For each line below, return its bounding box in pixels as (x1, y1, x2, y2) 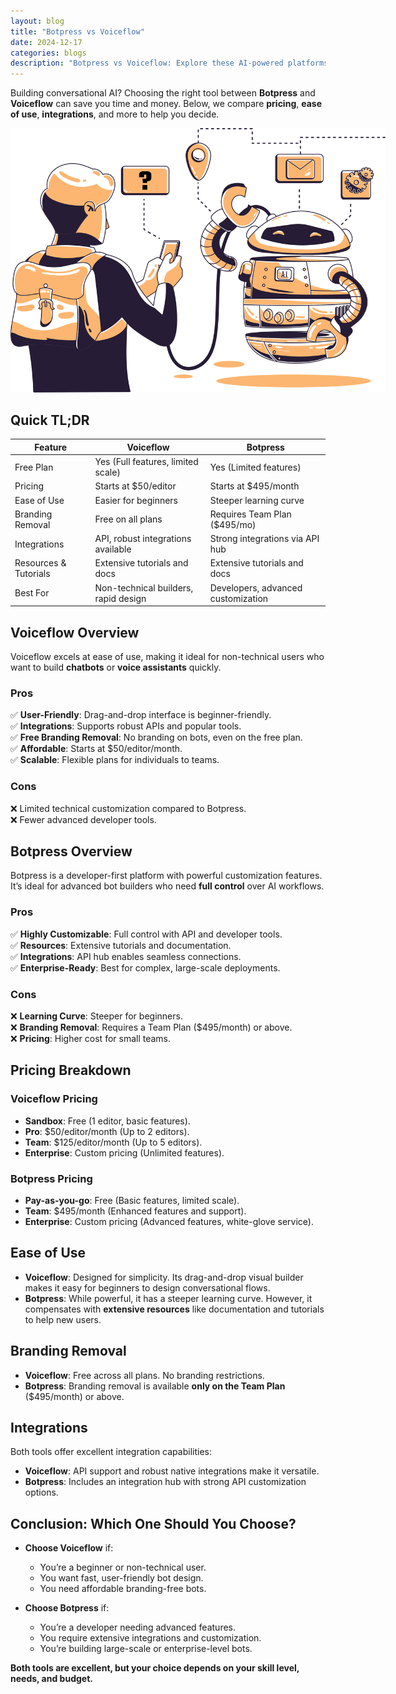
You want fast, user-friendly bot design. (39, 1572, 204, 1584)
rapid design (94, 592, 147, 604)
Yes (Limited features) (209, 461, 302, 473)
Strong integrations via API (209, 533, 320, 545)
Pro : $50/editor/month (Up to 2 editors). (24, 1125, 190, 1137)
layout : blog (10, 16, 65, 26)
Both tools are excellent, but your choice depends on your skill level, (10, 1662, 300, 1674)
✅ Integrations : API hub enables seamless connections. (10, 950, 242, 962)
